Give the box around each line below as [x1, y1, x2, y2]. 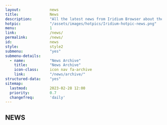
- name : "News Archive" [9, 58, 81, 63]
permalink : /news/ [5, 35, 64, 40]
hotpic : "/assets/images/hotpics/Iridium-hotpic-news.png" [5, 21, 157, 26]
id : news [5, 40, 59, 45]
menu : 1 [5, 26, 52, 31]
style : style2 [5, 44, 64, 49]
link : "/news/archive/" [14, 72, 85, 77]
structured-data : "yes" [5, 76, 61, 81]
